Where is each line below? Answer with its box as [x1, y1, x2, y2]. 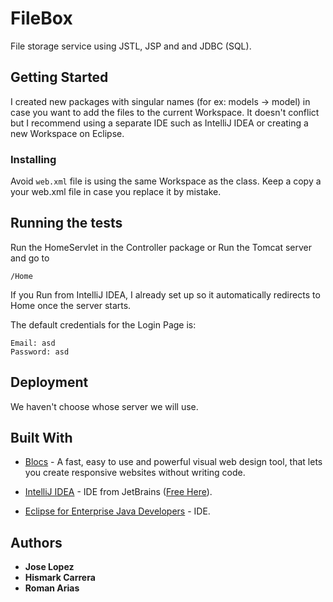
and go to [10, 252, 50, 264]
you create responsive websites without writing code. [24, 467, 246, 479]
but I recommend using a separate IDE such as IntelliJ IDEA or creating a [10, 117, 309, 129]
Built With [10, 430, 73, 447]
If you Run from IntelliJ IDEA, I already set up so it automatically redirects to [10, 288, 321, 301]
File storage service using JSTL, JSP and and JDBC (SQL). [10, 40, 252, 52]
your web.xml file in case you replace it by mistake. [10, 186, 222, 198]
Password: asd [10, 347, 70, 357]
